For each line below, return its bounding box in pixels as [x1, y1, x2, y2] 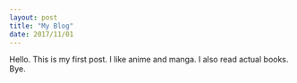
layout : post [9, 12, 58, 22]
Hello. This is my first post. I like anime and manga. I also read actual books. [9, 54, 289, 65]
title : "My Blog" [9, 21, 74, 30]
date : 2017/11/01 [9, 29, 74, 38]
